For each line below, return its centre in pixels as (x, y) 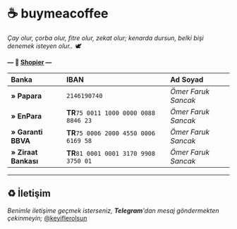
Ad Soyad (187, 80)
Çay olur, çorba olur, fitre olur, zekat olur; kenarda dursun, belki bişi (105, 38)
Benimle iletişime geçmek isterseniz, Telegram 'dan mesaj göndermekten (114, 210)
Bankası (25, 161)
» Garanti (27, 132)
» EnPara (26, 116)
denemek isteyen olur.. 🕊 (44, 46)
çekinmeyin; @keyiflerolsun (47, 218)
